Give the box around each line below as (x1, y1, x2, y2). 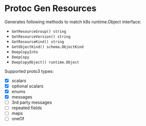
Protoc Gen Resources (4, 3, 97, 14)
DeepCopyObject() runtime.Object (11, 60, 80, 65)
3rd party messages (11, 99, 52, 105)
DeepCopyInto (11, 49, 38, 55)
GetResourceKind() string (11, 39, 64, 44)
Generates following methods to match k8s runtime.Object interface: (4, 19, 142, 25)
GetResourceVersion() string (11, 34, 71, 39)
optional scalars (11, 83, 44, 89)
